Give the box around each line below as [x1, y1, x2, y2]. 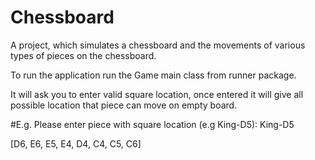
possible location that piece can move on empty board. [10, 99, 238, 111]
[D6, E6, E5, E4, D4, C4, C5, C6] [10, 137, 142, 150]
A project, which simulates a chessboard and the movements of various [10, 39, 306, 51]
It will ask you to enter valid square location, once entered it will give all [10, 88, 304, 100]
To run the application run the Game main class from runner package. [10, 69, 297, 81]
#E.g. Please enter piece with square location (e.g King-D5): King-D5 [10, 118, 295, 130]
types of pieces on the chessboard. [10, 49, 157, 61]
